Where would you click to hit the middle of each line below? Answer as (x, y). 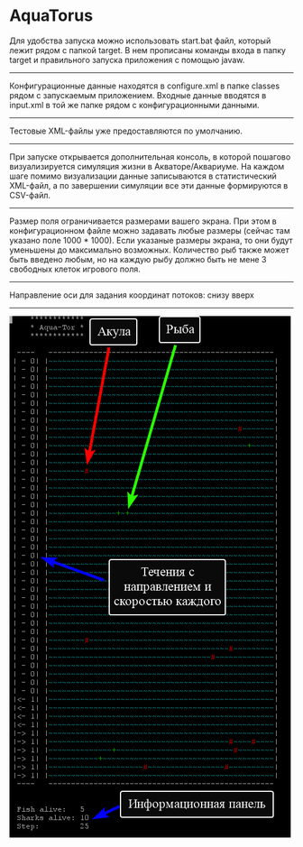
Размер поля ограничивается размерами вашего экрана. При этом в (143, 221)
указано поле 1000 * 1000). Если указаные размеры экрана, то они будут (151, 240)
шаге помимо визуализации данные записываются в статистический (143, 176)
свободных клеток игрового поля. (75, 269)
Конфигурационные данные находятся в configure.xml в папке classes (145, 86)
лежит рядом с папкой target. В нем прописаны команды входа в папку (148, 50)
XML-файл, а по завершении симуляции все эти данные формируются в (149, 185)
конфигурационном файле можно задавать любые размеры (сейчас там (150, 230)
